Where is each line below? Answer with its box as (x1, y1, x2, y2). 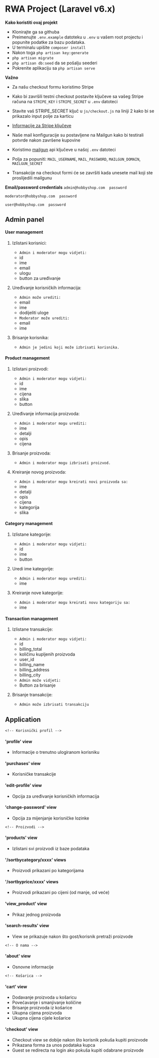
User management (5, 229, 44, 235)
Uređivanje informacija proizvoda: (12, 410, 80, 417)
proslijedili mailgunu (12, 175, 52, 181)
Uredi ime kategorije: (12, 565, 54, 571)
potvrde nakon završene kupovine (12, 137, 81, 143)
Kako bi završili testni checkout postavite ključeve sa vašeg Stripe (12, 93, 144, 99)
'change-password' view (5, 804, 57, 810)
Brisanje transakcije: (12, 692, 53, 698)
